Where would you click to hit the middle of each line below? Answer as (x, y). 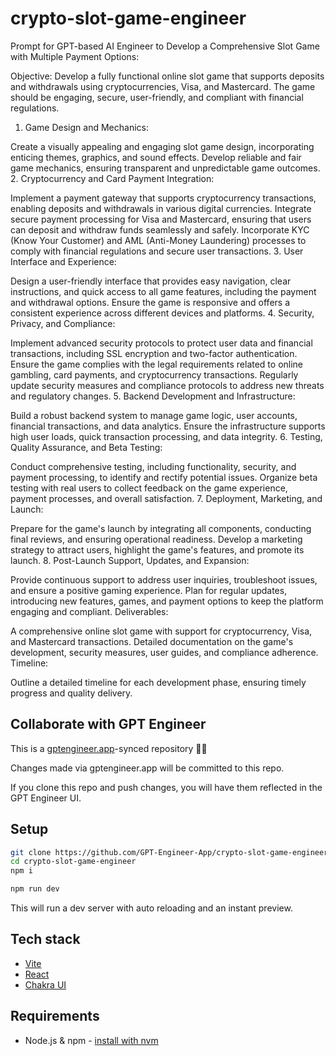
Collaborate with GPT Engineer (108, 724)
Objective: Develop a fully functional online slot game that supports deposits (167, 76)
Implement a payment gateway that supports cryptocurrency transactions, (163, 198)
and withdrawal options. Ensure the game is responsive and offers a (150, 302)
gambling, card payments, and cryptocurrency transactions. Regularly (154, 374)
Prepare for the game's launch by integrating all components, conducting (161, 528)
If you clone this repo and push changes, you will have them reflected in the (166, 787)
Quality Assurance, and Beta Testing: (86, 447)
